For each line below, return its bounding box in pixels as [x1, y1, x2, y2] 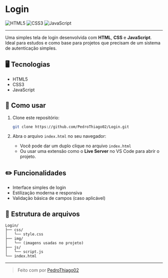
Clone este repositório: [12, 114, 60, 121]
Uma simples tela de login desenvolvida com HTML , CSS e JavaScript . [5, 34, 152, 41]
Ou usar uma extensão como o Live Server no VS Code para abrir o [19, 148, 160, 154]
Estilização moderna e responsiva [12, 190, 82, 196]
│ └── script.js [5, 249, 43, 254]
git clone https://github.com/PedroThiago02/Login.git [12, 124, 129, 129]
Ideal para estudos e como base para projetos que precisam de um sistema [5, 40, 161, 46]
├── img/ [5, 236, 23, 241]
